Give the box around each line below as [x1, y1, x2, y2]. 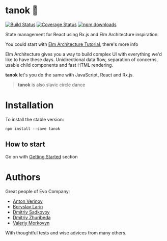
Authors [5, 171, 41, 183]
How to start [5, 140, 45, 149]
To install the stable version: [5, 116, 64, 122]
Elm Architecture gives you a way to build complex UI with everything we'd [5, 51, 162, 57]
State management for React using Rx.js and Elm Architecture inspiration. [5, 31, 159, 37]
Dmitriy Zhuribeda [12, 214, 51, 221]
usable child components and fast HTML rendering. [5, 62, 114, 68]
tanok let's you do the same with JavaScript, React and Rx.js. [5, 71, 134, 78]
